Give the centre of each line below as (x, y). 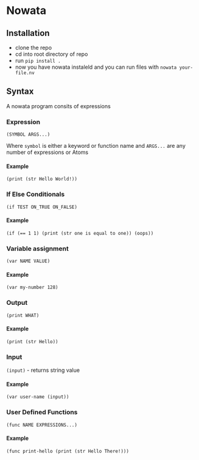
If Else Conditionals (36, 194)
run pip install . (38, 61)
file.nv (25, 73)
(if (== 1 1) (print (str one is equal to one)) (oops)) (80, 233)
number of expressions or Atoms (47, 152)
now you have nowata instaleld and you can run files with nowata (96, 67)
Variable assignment (37, 248)
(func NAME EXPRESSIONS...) (42, 425)
